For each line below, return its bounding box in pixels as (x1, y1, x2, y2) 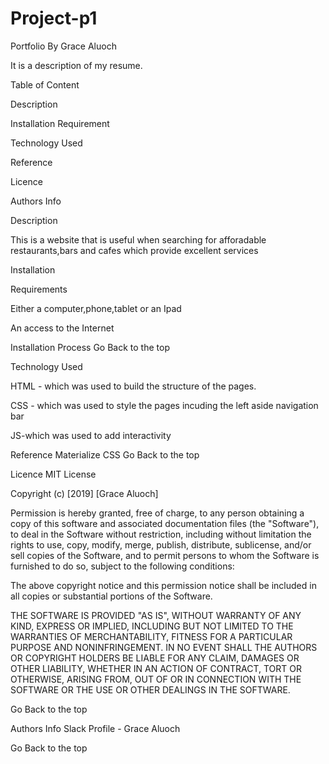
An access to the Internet (10, 322, 115, 334)
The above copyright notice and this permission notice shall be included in (10, 579, 317, 591)
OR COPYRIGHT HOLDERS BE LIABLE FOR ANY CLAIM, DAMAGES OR (10, 652, 300, 664)
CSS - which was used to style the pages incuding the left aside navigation (10, 399, 319, 411)
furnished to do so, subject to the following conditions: (10, 560, 235, 572)
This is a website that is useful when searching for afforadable (10, 233, 267, 246)
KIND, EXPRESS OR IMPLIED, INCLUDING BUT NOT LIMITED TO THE (10, 620, 294, 632)
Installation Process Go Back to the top (10, 341, 170, 353)
